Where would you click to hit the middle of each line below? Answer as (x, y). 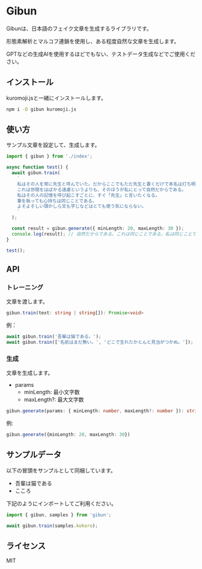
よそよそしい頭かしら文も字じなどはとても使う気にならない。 (82, 206)
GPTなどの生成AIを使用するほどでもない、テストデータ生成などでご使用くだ (101, 54)
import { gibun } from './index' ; (50, 157)
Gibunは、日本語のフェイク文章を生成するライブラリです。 (79, 28)
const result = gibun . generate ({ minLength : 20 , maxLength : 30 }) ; (98, 229)
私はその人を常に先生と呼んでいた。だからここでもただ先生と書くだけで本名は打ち (104, 184)
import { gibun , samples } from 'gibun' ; (59, 515)
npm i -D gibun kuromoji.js (41, 109)
